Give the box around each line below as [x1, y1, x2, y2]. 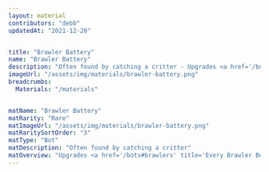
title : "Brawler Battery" [8, 48, 94, 56]
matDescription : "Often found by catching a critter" [8, 144, 192, 152]
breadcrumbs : [8, 78, 52, 86]
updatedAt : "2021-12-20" [8, 26, 91, 34]
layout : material [8, 11, 66, 20]
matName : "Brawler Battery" [8, 106, 102, 114]
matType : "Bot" [8, 137, 59, 145]
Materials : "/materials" [15, 85, 98, 93]
